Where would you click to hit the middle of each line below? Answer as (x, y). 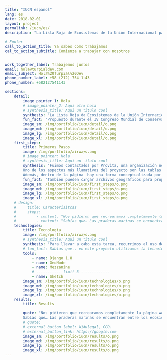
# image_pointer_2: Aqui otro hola (60, 106)
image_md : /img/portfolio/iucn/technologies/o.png (77, 286)
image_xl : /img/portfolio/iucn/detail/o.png (70, 138)
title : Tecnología (42, 230)
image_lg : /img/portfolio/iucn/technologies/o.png (77, 290)
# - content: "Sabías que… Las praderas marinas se (78, 221)
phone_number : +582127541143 (35, 83)
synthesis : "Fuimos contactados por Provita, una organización (90, 166)
